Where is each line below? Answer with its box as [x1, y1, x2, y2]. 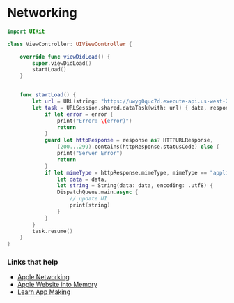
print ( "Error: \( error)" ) [56, 117, 132, 124]
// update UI [69, 195, 108, 202]
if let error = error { [44, 110, 114, 118]
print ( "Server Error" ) [56, 150, 123, 157]
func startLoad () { [19, 91, 77, 98]
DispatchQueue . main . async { [56, 189, 139, 196]
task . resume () [32, 228, 73, 235]
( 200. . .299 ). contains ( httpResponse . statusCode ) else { [56, 143, 219, 151]
